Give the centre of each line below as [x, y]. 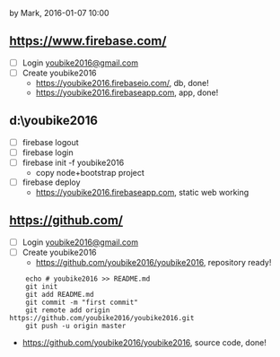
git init [42, 286]
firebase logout [50, 142]
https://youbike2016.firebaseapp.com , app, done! [127, 92]
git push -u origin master [76, 326]
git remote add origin [68, 310]
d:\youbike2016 [54, 121]
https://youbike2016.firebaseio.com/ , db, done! [122, 83]
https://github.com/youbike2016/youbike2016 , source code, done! [144, 342]
